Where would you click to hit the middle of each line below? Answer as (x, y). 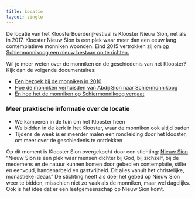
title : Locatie (25, 11)
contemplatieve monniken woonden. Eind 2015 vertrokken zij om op (88, 46)
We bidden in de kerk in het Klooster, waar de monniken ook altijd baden (102, 128)
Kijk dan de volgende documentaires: (51, 70)
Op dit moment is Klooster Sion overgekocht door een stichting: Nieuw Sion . (98, 151)
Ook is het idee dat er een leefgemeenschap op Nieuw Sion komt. (85, 189)
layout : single (25, 17)
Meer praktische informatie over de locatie (68, 109)
